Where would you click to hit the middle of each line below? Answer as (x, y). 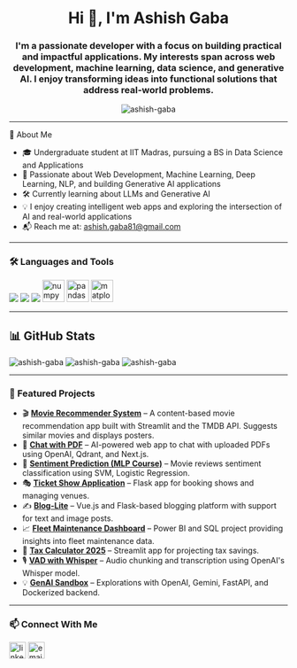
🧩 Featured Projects (52, 393)
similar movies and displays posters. (88, 435)
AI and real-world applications (77, 217)
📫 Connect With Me (53, 624)
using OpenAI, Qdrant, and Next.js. (85, 454)
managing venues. (56, 495)
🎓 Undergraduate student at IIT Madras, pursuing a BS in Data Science (152, 152)
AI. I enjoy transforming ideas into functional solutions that (148, 79)
